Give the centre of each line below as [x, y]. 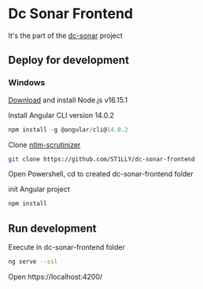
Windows [27, 83]
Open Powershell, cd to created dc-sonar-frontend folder [101, 174]
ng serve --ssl [33, 262]
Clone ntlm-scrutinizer [44, 144]
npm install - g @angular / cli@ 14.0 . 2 [68, 130]
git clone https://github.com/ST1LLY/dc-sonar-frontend [101, 159]
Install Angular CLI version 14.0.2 [61, 115]
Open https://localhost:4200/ [55, 276]
